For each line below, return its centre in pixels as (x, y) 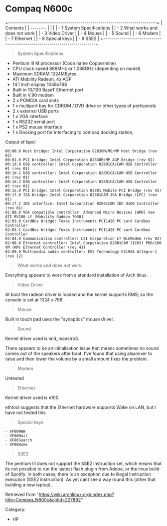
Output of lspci (20, 142)
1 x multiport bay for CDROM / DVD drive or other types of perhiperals (84, 105)
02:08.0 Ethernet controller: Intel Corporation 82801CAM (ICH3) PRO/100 (83, 243)
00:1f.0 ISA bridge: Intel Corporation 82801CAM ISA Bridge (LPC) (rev (81, 195)
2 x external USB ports (35, 111)
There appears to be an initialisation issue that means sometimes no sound (82, 348)
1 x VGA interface (30, 116)
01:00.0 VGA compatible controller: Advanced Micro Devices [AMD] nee (80, 212)
